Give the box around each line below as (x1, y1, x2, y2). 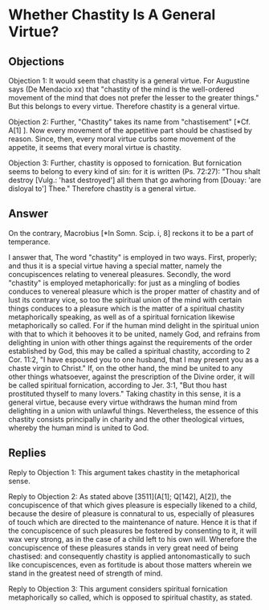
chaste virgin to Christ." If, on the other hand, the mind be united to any (8, 363, 243, 372)
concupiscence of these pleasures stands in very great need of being (8, 543, 238, 552)
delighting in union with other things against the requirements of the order (8, 337, 253, 347)
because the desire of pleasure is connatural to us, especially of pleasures (8, 508, 255, 518)
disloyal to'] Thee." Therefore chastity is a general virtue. (8, 184, 197, 193)
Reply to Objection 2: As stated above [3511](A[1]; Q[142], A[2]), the (8, 491, 231, 501)
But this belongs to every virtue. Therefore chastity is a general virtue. (8, 102, 240, 111)
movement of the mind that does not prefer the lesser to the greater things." (8, 93, 259, 102)
